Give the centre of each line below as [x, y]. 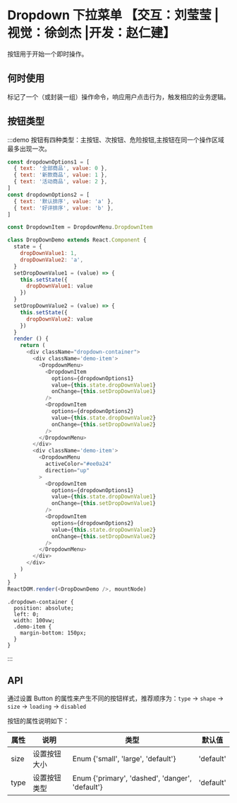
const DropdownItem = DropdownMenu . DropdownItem [80, 227]
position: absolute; [44, 608]
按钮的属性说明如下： [38, 721]
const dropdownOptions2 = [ [49, 195]
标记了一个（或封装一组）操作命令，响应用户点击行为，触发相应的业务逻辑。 [119, 96]
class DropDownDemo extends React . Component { [77, 240]
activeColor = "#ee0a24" [78, 464]
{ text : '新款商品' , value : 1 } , [61, 175]
